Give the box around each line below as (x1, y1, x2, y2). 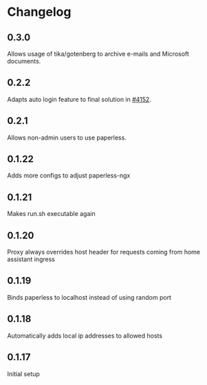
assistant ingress (7, 255, 55, 263)
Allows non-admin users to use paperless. (7, 133, 127, 142)
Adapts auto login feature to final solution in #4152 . (7, 95, 151, 103)
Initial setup (7, 369, 40, 378)
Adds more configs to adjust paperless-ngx (7, 171, 131, 179)
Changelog (7, 4, 72, 20)
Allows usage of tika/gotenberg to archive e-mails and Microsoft (7, 49, 189, 58)
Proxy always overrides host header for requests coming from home (7, 248, 201, 256)
